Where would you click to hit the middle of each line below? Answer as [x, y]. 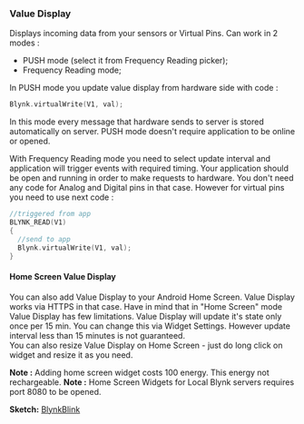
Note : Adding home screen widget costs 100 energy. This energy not [139, 372]
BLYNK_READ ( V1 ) [38, 222]
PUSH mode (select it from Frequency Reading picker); [125, 61]
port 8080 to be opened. [55, 391]
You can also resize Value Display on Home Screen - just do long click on [146, 345]
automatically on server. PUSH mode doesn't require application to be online [152, 132]
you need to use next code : [62, 197]
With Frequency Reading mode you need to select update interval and [140, 159]
